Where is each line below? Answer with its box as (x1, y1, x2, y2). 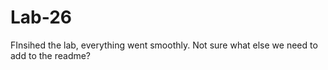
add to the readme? (10, 49, 92, 61)
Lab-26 (10, 6, 73, 29)
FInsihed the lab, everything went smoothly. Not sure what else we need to (10, 39, 318, 51)
